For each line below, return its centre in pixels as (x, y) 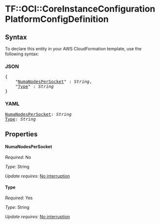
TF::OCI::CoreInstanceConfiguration (80, 9)
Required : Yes (19, 198)
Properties (21, 134)
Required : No (18, 157)
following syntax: (22, 54)
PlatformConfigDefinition (57, 19)
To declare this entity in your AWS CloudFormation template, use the (73, 49)
